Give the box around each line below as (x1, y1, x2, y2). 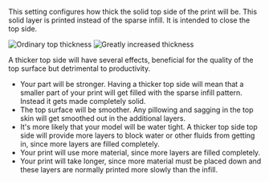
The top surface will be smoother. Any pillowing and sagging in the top (19, 105, 254, 114)
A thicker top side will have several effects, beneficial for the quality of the (8, 56, 254, 64)
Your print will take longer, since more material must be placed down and (19, 156, 262, 166)
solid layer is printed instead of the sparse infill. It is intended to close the (8, 15, 251, 25)
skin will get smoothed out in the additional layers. (19, 114, 186, 123)
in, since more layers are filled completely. (19, 139, 160, 148)
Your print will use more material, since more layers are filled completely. (19, 148, 261, 157)
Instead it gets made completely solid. (19, 97, 146, 105)
